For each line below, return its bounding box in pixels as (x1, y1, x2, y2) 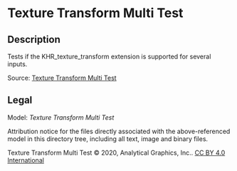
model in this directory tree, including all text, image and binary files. (7, 134, 209, 143)
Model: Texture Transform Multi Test (7, 113, 115, 122)
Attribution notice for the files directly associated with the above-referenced (7, 127, 231, 135)
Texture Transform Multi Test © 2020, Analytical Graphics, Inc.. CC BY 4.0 (7, 148, 226, 157)
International (7, 155, 45, 165)
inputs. (7, 60, 28, 68)
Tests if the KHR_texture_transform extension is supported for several (7, 52, 211, 61)
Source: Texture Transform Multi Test (7, 73, 117, 82)
